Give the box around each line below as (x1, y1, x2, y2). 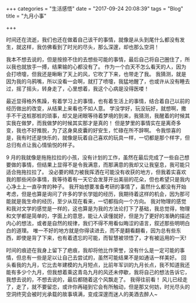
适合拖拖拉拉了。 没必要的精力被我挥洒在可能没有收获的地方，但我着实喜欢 (6, 168, 187, 175)
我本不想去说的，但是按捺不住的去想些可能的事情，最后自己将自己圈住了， (6, 56, 185, 63)
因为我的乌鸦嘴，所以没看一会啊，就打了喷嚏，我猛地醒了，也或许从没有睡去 (6, 78, 190, 85)
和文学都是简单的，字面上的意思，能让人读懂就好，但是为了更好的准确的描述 (6, 212, 190, 219)
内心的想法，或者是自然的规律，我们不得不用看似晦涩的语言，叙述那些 (6, 220, 175, 226)
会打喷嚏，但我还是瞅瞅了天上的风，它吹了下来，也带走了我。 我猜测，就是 (6, 71, 187, 77)
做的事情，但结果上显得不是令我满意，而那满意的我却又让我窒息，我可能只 (10, 161, 190, 168)
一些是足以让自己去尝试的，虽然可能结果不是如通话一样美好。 (31, 254, 180, 261)
